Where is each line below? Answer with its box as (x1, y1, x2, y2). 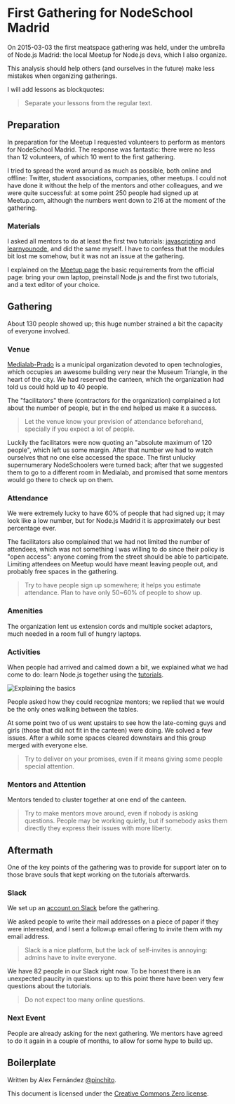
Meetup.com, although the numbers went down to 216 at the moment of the (7, 196, 226, 204)
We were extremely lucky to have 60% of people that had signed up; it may (7, 509, 225, 517)
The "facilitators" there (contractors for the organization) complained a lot (7, 397, 221, 405)
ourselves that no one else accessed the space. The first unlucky (7, 453, 196, 462)
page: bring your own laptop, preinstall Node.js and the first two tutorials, (7, 273, 219, 281)
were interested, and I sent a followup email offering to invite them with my (7, 925, 223, 933)
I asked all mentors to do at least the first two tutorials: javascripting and (7, 237, 216, 246)
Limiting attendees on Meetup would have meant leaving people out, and (7, 560, 218, 568)
